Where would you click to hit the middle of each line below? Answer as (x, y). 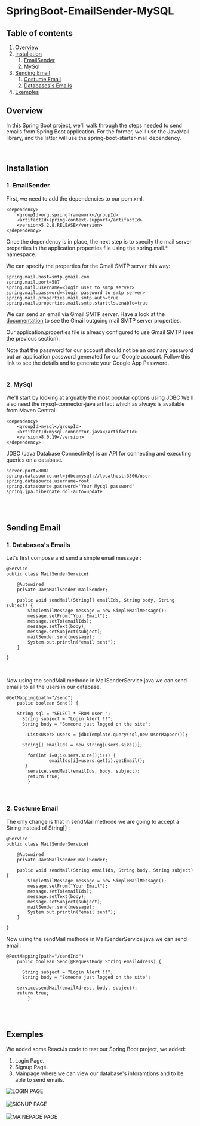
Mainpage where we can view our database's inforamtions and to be (99, 1073)
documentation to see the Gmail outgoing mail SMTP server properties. (94, 320)
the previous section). (33, 338)
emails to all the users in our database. (54, 687)
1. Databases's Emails (38, 545)
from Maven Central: (31, 410)
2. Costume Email (32, 808)
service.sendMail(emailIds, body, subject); (84, 771)
